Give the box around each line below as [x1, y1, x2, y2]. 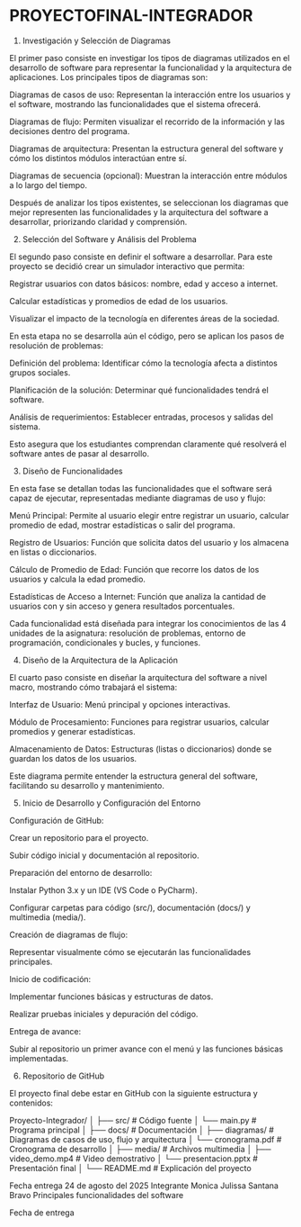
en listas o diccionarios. [9, 546, 97, 557]
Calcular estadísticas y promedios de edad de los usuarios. [9, 295, 228, 306]
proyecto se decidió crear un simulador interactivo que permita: [9, 260, 245, 271]
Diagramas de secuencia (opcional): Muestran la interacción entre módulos [9, 170, 288, 181]
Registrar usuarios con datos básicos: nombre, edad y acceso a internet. [9, 278, 279, 289]
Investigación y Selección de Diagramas [22, 35, 171, 46]
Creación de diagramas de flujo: [9, 929, 128, 940]
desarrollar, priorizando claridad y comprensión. [9, 216, 188, 227]
